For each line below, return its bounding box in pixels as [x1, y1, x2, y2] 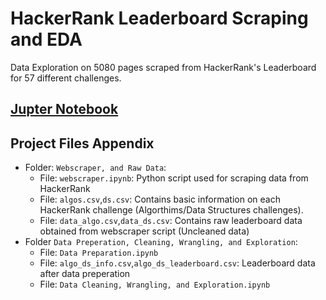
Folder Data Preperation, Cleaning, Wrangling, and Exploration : [24, 236, 298, 248]
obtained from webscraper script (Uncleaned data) [39, 225, 250, 237]
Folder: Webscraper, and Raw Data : [24, 162, 167, 174]
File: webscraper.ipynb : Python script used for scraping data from [39, 172, 309, 184]
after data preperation [39, 268, 131, 280]
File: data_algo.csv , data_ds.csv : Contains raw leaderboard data [39, 215, 303, 227]
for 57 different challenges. [10, 72, 122, 84]
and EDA [10, 28, 83, 51]
